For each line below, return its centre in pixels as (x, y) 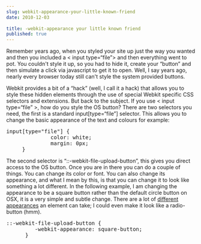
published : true (26, 34)
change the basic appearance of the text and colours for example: (88, 120)
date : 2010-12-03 (28, 17)
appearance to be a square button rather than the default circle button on (97, 193)
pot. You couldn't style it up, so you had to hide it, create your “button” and (99, 64)
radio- (178, 206)
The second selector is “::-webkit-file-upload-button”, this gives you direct (98, 161)
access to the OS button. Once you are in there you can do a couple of (94, 167)
